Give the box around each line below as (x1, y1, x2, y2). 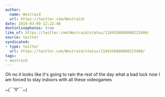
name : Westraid (9, 12, 41, 17)
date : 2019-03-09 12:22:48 (5, 21, 61, 26)
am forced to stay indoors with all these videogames (5, 77, 112, 83)
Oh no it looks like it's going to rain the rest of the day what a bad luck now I (5, 71, 160, 77)
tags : (5, 53, 16, 58)
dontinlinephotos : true (5, 26, 55, 31)
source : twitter (5, 35, 39, 40)
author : (5, 7, 21, 12)
